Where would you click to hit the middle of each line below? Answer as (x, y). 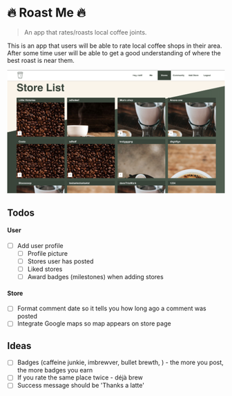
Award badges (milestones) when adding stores (95, 277)
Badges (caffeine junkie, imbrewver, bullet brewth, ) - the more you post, (120, 362)
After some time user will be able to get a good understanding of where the (114, 53)
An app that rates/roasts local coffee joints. (85, 32)
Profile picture (48, 253)
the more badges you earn (55, 370)
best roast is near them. (41, 60)
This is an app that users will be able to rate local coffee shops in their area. (115, 46)
